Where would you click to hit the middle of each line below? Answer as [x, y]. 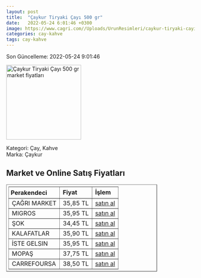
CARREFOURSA [34, 264]
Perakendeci [29, 193]
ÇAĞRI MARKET [34, 203]
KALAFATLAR [31, 233]
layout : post [22, 12]
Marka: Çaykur [25, 154]
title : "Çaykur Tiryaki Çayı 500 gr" [54, 17]
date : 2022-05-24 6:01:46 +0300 [49, 23]
